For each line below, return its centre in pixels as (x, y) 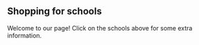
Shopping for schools (54, 11)
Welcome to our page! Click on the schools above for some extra (100, 28)
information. (25, 35)
